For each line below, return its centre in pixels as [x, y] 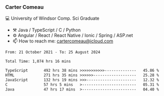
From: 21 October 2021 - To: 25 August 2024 [53, 52]
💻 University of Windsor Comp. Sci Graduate [52, 18]
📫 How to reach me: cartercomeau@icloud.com [63, 41]
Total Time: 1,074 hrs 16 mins [38, 62]
